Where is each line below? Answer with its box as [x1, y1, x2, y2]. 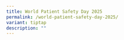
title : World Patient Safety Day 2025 [6, 8, 103, 15]
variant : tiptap [6, 19, 46, 25]
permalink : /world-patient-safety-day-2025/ [6, 14, 119, 20]
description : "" [6, 25, 46, 31]
